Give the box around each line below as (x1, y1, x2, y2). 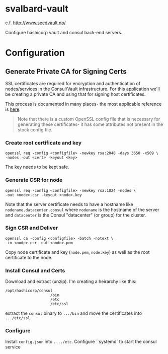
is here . (5, 106, 21, 112)
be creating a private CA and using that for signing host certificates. (5, 91, 146, 97)
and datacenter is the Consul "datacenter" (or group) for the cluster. (5, 212, 146, 218)
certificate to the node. (5, 254, 53, 260)
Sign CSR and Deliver (5, 225, 58, 232)
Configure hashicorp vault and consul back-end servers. (5, 29, 122, 35)
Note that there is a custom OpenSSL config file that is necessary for (17, 116, 160, 122)
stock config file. (17, 126, 53, 132)
